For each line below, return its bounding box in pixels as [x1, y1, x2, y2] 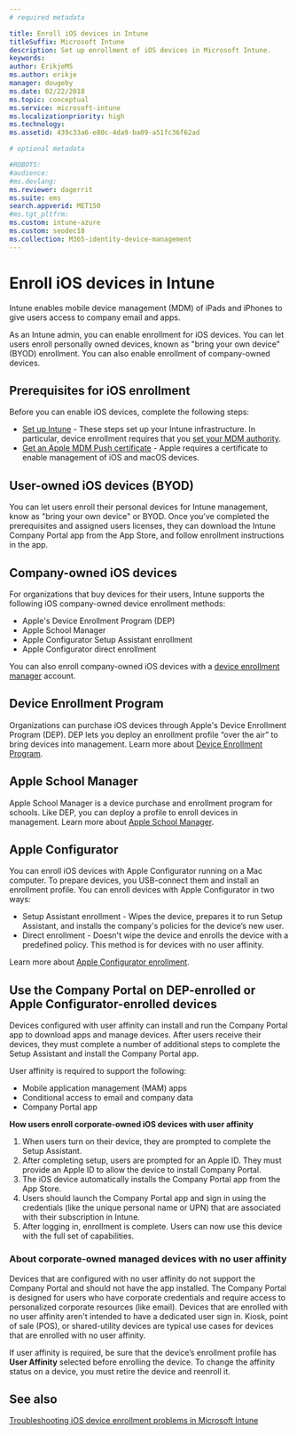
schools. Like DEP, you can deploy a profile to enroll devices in [9, 806, 238, 818]
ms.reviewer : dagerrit [9, 185, 93, 194]
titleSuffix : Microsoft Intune [9, 37, 125, 46]
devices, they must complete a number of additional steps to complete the [9, 1039, 281, 1050]
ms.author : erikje [9, 70, 77, 80]
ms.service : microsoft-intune [9, 103, 121, 112]
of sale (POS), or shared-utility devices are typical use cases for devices [9, 1320, 274, 1331]
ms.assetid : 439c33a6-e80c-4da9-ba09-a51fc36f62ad [9, 128, 200, 138]
